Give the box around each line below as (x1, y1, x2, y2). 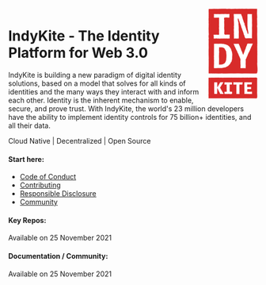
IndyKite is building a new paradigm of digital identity (8, 70, 182, 79)
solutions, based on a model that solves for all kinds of (8, 79, 186, 88)
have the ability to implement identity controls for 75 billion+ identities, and (8, 112, 252, 121)
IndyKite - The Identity (8, 27, 160, 45)
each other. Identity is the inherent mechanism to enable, (8, 95, 194, 105)
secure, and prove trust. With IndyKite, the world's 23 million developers (8, 103, 244, 114)
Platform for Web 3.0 (8, 44, 149, 62)
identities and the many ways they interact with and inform (8, 87, 199, 96)
